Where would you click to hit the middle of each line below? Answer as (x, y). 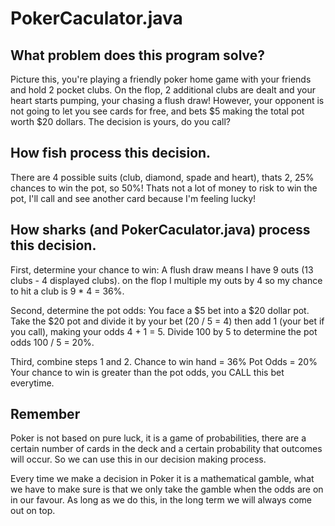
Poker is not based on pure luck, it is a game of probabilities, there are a (158, 438)
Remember (45, 414)
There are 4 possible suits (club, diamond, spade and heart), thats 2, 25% (162, 177)
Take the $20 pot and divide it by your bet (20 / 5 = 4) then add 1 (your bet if (167, 321)
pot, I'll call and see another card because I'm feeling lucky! (133, 198)
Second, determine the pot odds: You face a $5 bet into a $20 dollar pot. (160, 310)
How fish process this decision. (111, 153)
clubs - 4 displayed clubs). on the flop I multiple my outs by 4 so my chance (166, 280)
